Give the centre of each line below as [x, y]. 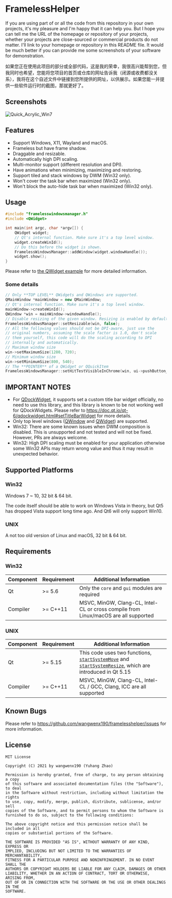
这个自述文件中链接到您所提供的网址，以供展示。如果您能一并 [95, 79]
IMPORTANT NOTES [38, 387]
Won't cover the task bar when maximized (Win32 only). [72, 181]
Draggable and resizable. [39, 154]
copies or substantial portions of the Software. [59, 833]
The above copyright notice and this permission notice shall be [76, 824]
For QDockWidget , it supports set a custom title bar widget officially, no [88, 399]
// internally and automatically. [42, 343]
